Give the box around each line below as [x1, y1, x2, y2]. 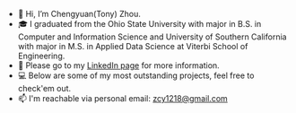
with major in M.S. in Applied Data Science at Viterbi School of [17, 41, 248, 51]
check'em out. [17, 83, 72, 93]
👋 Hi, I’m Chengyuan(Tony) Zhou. [17, 9, 142, 19]
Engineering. [17, 50, 65, 61]
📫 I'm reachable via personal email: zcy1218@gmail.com [17, 93, 229, 103]
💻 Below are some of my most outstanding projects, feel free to [17, 70, 255, 81]
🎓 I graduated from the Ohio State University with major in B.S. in [17, 19, 262, 29]
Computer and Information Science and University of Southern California [17, 31, 287, 42]
